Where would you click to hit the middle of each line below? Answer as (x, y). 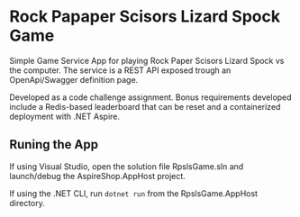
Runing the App (54, 145)
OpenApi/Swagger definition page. (74, 79)
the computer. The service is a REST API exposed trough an (120, 70)
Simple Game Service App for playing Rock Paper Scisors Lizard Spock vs (147, 60)
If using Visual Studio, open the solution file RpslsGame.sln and (127, 166)
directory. (27, 203)
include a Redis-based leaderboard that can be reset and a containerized (145, 106)
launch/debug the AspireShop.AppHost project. (98, 176)
